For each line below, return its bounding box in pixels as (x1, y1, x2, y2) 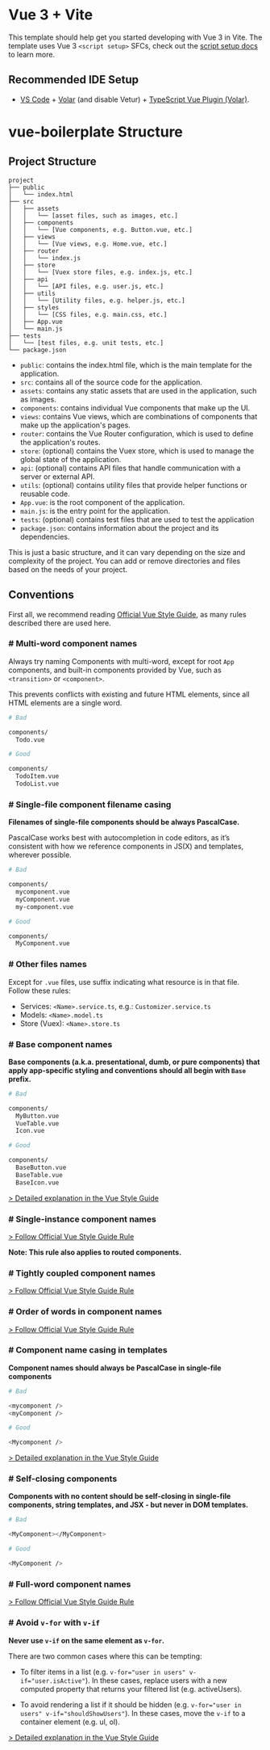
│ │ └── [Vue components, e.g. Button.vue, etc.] (8, 225, 193, 233)
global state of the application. (19, 454, 122, 464)
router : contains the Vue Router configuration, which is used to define (19, 428, 254, 438)
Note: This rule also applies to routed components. (8, 1247, 182, 1257)
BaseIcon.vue (15, 1178, 60, 1187)
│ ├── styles (8, 303, 60, 312)
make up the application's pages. (19, 420, 131, 430)
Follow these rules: (8, 986, 71, 995)
